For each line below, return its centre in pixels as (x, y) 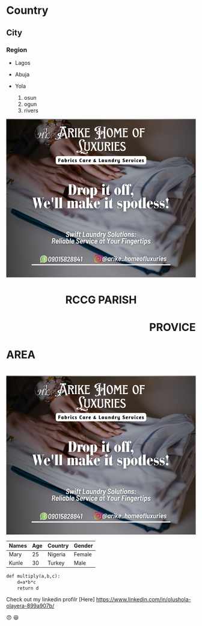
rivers (31, 110)
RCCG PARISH (101, 299)
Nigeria (57, 555)
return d (28, 588)
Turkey (56, 563)
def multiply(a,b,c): (33, 576)
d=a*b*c (26, 582)
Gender (83, 546)
